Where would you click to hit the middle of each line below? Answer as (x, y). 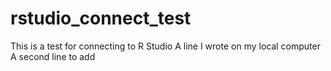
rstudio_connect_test (101, 18)
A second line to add (53, 56)
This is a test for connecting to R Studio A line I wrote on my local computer (165, 46)
